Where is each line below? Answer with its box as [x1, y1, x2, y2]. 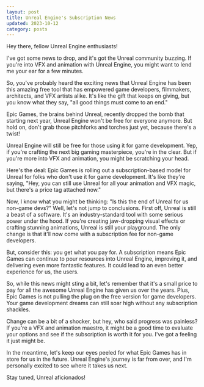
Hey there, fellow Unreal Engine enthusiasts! [6, 43, 118, 50]
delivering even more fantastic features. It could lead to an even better [6, 262, 183, 269]
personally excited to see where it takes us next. [6, 362, 128, 369]
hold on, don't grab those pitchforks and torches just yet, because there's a [6, 123, 197, 131]
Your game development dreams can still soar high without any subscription [6, 300, 198, 307]
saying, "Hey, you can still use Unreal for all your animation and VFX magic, [6, 179, 196, 187]
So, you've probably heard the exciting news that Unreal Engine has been [6, 79, 191, 87]
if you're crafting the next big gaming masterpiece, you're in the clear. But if [6, 148, 197, 156]
